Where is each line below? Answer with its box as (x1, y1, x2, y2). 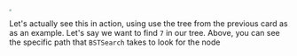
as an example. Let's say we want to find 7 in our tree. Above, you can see (9, 28, 281, 38)
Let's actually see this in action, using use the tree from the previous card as (9, 18, 288, 29)
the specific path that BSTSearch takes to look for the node (9, 37, 221, 47)
